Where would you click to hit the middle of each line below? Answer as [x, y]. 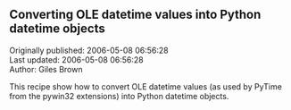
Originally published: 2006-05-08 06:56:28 [89, 50]
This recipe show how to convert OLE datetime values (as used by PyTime [146, 86]
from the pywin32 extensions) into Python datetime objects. [119, 96]
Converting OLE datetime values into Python [135, 15]
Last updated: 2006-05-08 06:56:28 [77, 59]
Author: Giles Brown [46, 69]
